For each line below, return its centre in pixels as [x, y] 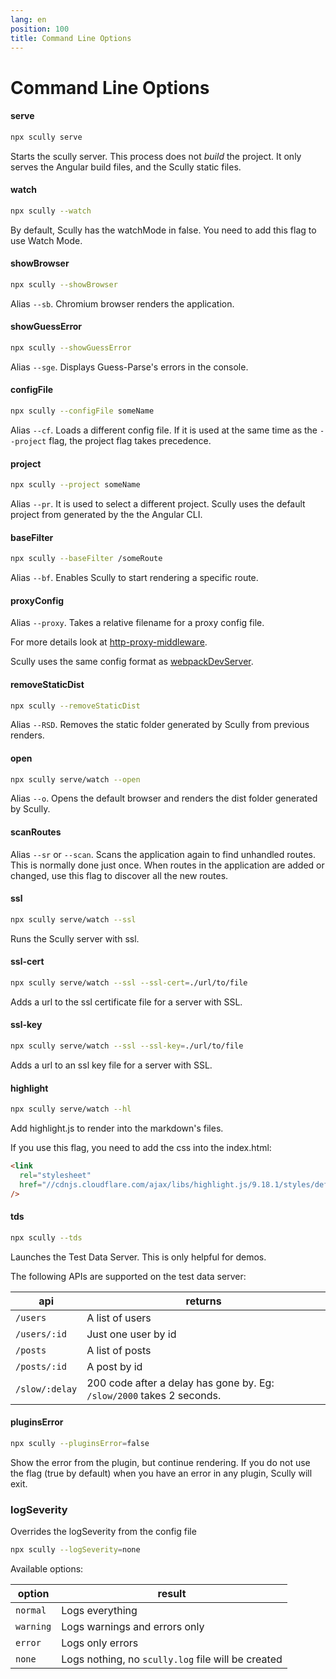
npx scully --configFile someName [82, 411]
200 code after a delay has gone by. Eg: [180, 1383]
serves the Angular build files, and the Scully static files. [126, 167]
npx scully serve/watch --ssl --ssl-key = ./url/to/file [127, 1046]
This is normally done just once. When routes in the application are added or [167, 865]
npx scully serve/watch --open [75, 779]
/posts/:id [41, 1366]
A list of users [119, 1318]
